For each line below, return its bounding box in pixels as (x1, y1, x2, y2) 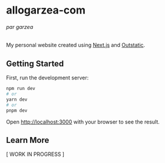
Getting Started (6, 58, 64, 68)
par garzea (6, 23, 34, 30)
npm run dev (6, 86, 35, 92)
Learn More (6, 135, 49, 145)
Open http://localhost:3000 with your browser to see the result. (6, 118, 160, 125)
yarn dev (6, 97, 28, 102)
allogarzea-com (6, 4, 85, 17)
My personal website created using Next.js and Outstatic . (6, 42, 146, 49)
